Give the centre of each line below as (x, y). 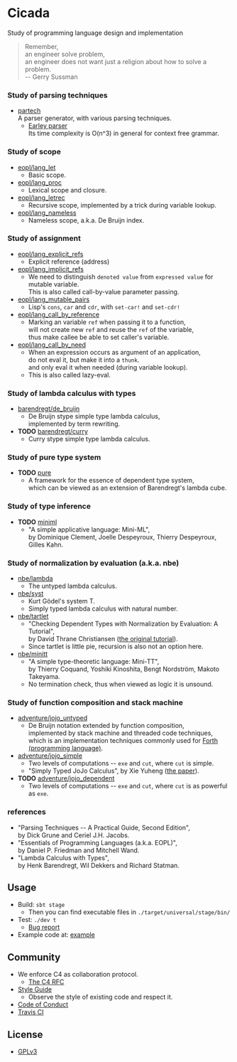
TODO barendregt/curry (53, 431)
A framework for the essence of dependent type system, (111, 481)
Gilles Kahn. (46, 545)
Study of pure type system (54, 458)
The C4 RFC (46, 982)
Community (34, 957)
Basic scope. (47, 175)
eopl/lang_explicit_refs (50, 254)
